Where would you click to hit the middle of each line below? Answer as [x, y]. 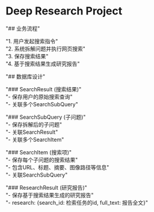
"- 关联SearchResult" [32, 132]
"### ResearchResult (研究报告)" [47, 187]
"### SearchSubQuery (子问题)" [46, 117]
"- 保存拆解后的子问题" [34, 124]
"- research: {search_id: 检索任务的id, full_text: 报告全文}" [77, 202]
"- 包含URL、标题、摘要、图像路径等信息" [57, 167]
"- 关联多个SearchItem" [35, 139]
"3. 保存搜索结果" [27, 56]
